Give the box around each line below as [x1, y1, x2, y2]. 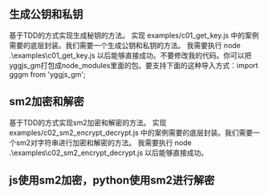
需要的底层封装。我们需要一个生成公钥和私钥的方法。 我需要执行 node [9, 40, 242, 50]
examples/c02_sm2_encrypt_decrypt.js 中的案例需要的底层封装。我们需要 [9, 128, 254, 137]
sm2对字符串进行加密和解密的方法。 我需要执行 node [15, 137, 192, 147]
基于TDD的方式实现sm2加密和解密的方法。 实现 [9, 117, 167, 127]
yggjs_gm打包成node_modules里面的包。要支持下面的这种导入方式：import [9, 60, 259, 70]
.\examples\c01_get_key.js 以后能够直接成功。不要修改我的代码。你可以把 [9, 51, 252, 60]
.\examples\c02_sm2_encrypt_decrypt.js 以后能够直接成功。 [9, 148, 209, 157]
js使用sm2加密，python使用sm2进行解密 [9, 173, 215, 187]
